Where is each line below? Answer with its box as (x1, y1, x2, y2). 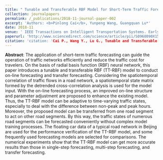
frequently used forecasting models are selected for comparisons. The (5, 134, 147, 140)
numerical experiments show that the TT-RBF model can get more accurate (5, 139, 156, 145)
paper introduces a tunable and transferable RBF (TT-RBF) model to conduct (5, 67, 158, 73)
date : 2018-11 (5, 25, 34, 30)
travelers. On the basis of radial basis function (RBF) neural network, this (5, 62, 150, 68)
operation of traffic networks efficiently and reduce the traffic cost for (5, 57, 145, 63)
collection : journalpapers (5, 12, 60, 16)
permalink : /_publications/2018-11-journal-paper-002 (5, 16, 116, 21)
